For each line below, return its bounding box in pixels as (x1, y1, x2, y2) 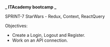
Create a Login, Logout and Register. (12, 32, 86, 38)
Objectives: (5, 23, 28, 29)
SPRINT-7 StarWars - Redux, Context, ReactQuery (5, 14, 105, 19)
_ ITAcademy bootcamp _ (5, 4, 57, 10)
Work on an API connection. (12, 37, 68, 43)
